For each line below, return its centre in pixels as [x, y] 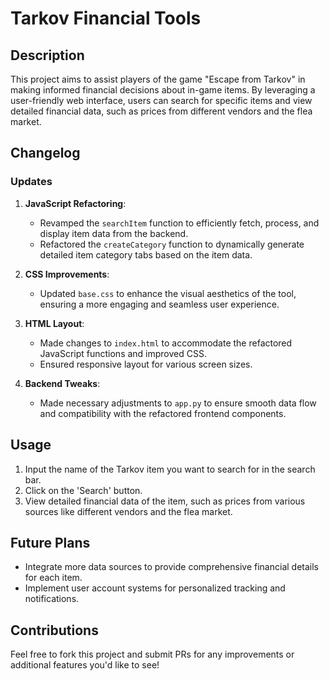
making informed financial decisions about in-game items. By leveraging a [163, 90]
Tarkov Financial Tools [106, 18]
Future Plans [50, 542]
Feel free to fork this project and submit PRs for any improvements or [152, 654]
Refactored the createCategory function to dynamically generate [172, 244]
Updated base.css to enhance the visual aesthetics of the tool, [168, 293]
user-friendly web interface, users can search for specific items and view [161, 100]
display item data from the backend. [114, 233]
